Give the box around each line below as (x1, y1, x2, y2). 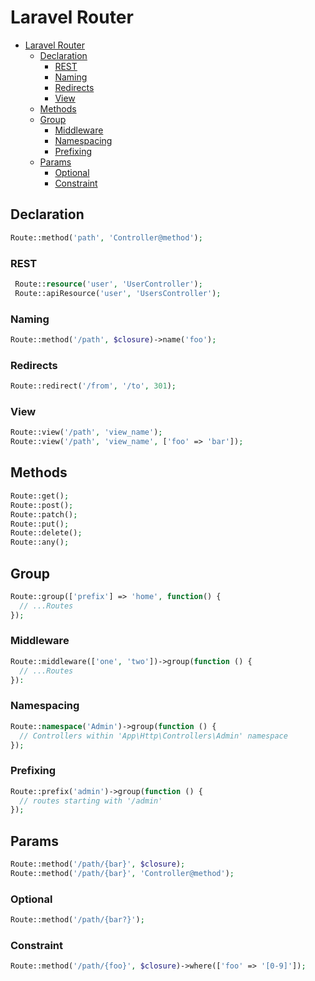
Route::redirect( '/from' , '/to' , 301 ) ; (10, 381, 177, 391)
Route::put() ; (10, 519, 70, 529)
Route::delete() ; (10, 528, 83, 538)
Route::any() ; (10, 537, 70, 548)
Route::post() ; (10, 500, 74, 510)
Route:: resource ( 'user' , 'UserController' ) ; (14, 279, 203, 289)
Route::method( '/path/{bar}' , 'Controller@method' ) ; (10, 869, 235, 879)
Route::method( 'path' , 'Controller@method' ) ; (10, 232, 203, 243)
